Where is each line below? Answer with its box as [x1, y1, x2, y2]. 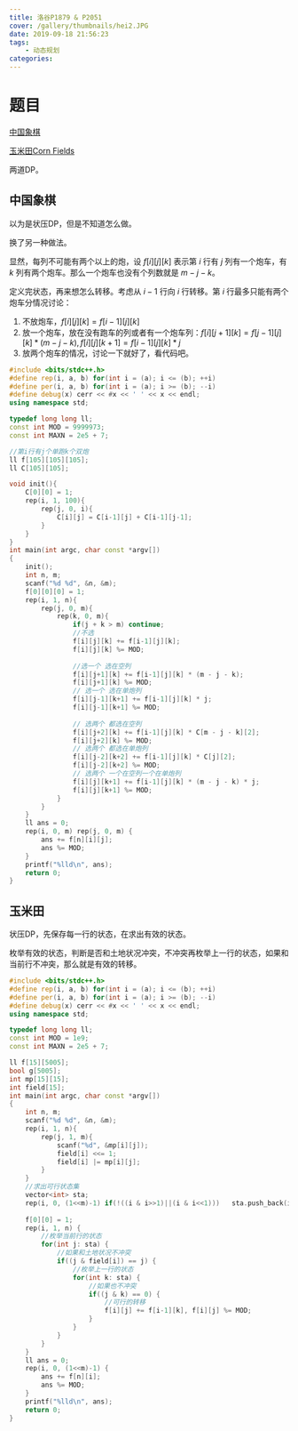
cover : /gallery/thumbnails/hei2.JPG [9, 21, 149, 30]
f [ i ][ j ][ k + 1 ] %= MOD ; [72, 785, 153, 794]
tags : [9, 37, 29, 47]
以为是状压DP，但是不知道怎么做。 [9, 218, 137, 229]
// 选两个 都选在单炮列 [72, 744, 149, 753]
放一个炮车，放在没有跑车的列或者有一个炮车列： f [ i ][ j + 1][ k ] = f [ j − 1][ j [21, 326, 279, 338]
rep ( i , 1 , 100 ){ [25, 496, 86, 505]
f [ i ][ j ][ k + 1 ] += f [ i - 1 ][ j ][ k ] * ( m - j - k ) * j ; [72, 777, 260, 786]
